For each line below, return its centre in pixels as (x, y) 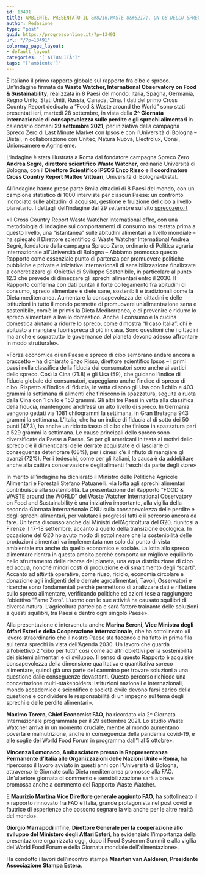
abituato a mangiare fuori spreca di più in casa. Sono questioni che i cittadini (103, 329)
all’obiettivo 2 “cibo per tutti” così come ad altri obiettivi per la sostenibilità (99, 650)
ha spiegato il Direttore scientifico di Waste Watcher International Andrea (98, 239)
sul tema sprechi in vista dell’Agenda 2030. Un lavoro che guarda (88, 644)
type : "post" (23, 29)
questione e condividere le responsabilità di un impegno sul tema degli (95, 696)
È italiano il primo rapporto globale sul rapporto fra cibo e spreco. (88, 81)
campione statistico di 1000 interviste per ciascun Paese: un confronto (95, 195)
